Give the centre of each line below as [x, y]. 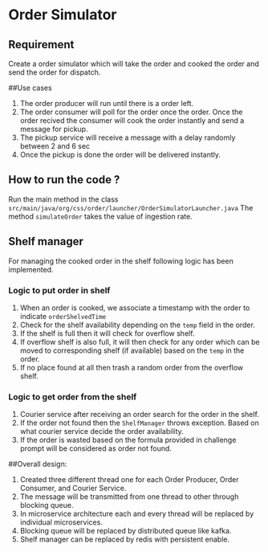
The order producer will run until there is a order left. [107, 103]
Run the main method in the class [63, 199]
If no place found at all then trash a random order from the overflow [131, 367]
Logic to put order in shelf [59, 290]
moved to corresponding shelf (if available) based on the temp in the [132, 350]
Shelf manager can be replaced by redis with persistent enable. [125, 539]
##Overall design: [38, 464]
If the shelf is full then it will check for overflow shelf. [107, 333]
